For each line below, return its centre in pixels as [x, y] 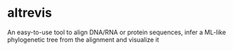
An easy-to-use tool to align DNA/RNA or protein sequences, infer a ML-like [117, 32]
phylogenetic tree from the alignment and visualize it [83, 39]
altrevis [30, 13]
